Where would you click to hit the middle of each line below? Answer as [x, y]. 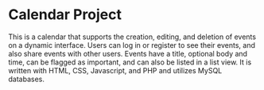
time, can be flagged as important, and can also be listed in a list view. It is [130, 62]
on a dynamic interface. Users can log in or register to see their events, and [132, 45]
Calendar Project [65, 15]
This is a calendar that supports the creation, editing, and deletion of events [132, 37]
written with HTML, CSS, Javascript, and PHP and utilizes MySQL [115, 70]
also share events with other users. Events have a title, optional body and [128, 53]
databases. [27, 79]
